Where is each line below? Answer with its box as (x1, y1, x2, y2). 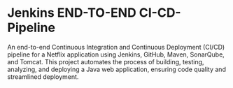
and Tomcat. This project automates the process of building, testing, (7, 57, 204, 66)
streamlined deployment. (7, 72, 79, 81)
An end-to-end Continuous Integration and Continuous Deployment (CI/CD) (7, 43, 225, 51)
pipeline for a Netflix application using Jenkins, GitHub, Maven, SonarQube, (7, 50, 225, 59)
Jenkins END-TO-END (7, 5, 136, 21)
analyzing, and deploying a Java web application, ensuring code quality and (7, 65, 226, 73)
